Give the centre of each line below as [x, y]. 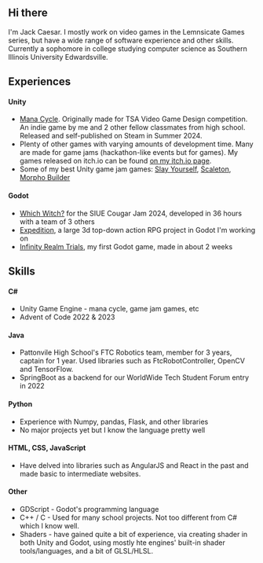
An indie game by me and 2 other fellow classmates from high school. [132, 127]
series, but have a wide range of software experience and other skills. [121, 40]
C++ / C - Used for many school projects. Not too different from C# [128, 517]
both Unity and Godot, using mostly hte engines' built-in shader [122, 543]
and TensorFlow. [46, 370]
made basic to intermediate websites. [80, 473]
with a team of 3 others [57, 221]
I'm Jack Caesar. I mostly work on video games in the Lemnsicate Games [126, 31]
